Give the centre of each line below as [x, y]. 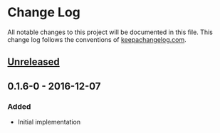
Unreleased [34, 62]
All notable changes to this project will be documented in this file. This [110, 32]
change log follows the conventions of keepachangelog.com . [97, 39]
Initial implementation [49, 122]
